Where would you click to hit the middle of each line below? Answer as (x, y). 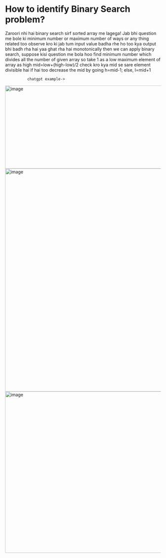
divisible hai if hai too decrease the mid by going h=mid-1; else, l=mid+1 (78, 70)
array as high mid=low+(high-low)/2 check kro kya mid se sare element (78, 65)
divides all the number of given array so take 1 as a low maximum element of (83, 59)
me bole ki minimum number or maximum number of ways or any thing (77, 39)
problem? (25, 20)
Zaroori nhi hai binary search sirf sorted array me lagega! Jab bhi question (81, 33)
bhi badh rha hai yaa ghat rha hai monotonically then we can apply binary (80, 49)
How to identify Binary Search (68, 9)
